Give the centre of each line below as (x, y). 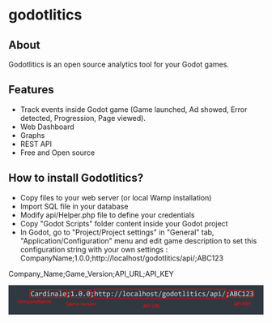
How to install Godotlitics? (76, 178)
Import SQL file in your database (74, 206)
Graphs (32, 135)
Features (31, 90)
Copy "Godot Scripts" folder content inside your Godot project (124, 223)
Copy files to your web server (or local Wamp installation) (116, 197)
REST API (36, 144)
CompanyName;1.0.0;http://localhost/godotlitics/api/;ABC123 (122, 258)
